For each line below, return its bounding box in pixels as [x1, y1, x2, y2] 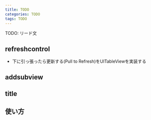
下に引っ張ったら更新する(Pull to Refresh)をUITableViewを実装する [12, 58, 147, 64]
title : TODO [5, 7, 29, 12]
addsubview [5, 73, 43, 81]
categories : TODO [5, 12, 40, 17]
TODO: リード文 [5, 30, 38, 36]
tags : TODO [5, 16, 27, 21]
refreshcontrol [5, 45, 50, 53]
